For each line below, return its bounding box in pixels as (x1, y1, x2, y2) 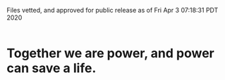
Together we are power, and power (6, 46, 214, 62)
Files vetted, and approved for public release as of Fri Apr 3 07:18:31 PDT (6, 6, 219, 14)
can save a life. (6, 60, 97, 76)
